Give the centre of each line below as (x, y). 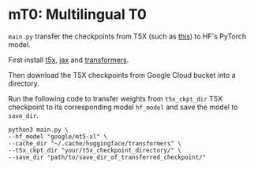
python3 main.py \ (38, 130)
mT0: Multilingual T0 (78, 15)
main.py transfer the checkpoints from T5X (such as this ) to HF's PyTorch (127, 36)
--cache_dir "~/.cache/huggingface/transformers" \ (95, 143)
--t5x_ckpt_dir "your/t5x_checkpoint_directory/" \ (95, 150)
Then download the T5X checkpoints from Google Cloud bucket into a (122, 75)
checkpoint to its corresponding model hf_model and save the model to (123, 107)
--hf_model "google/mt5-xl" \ (58, 136)
